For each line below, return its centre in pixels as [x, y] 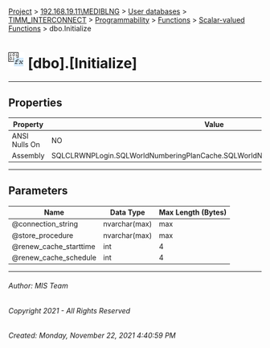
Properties [35, 102]
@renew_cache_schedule [54, 258]
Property [29, 124]
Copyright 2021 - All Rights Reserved [70, 310]
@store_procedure [43, 235]
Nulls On [26, 145]
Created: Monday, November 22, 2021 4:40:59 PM [92, 336]
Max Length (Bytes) [193, 212]
